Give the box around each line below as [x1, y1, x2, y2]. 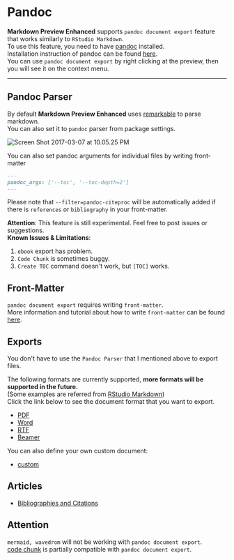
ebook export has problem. [17, 247, 93, 255]
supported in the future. [7, 383, 79, 391]
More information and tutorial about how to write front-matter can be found [7, 308, 225, 317]
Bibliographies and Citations [17, 499, 99, 507]
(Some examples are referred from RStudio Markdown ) [7, 390, 165, 398]
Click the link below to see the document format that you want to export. [7, 398, 214, 405]
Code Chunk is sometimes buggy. [17, 255, 110, 263]
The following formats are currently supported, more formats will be [7, 375, 204, 384]
